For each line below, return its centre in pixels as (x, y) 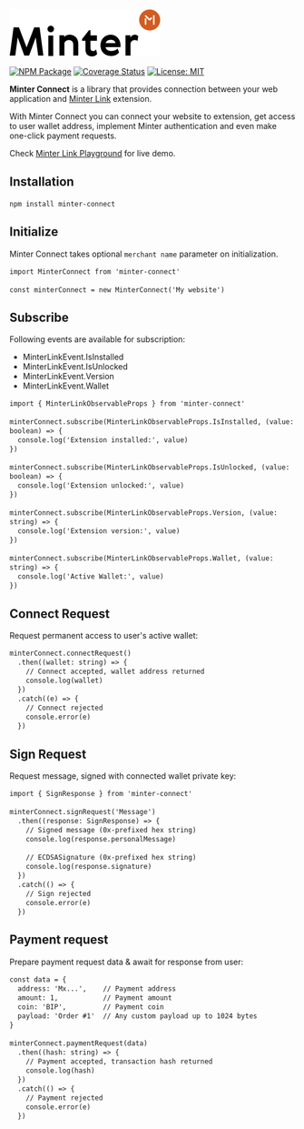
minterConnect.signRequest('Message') (83, 812)
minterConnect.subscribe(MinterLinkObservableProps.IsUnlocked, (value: (150, 468)
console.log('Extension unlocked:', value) (101, 486)
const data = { (38, 979)
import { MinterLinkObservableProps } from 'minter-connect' (127, 404)
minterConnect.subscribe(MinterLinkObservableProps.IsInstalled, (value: (152, 422)
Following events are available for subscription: (98, 339)
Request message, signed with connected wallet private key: (123, 776)
